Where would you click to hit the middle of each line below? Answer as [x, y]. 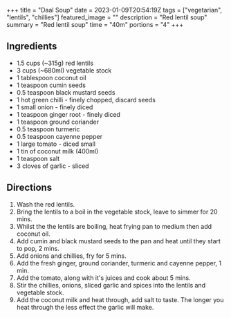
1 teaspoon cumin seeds [51, 85]
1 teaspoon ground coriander [58, 122]
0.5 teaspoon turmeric [48, 129]
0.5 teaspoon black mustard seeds [66, 92]
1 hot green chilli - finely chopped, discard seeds [86, 100]
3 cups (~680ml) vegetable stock [64, 70]
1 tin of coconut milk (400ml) [57, 151]
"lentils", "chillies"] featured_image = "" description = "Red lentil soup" [107, 17]
